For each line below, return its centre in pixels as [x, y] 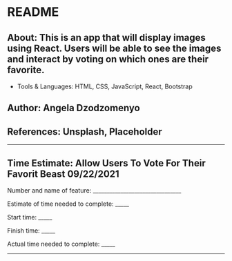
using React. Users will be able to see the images [114, 48]
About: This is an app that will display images [106, 38]
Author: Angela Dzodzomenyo [74, 108]
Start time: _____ [30, 217]
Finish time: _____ [31, 231]
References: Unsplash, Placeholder [85, 132]
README [33, 12]
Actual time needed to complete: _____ [61, 244]
